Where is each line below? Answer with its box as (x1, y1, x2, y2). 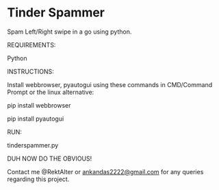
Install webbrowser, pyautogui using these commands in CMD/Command (7, 80, 213, 88)
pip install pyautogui (7, 115, 64, 123)
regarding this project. (7, 175, 70, 183)
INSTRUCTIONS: (7, 67, 54, 75)
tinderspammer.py (7, 141, 59, 149)
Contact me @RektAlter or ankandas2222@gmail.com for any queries (7, 167, 204, 176)
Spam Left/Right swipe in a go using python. (7, 27, 132, 36)
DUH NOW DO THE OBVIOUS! (7, 154, 92, 163)
